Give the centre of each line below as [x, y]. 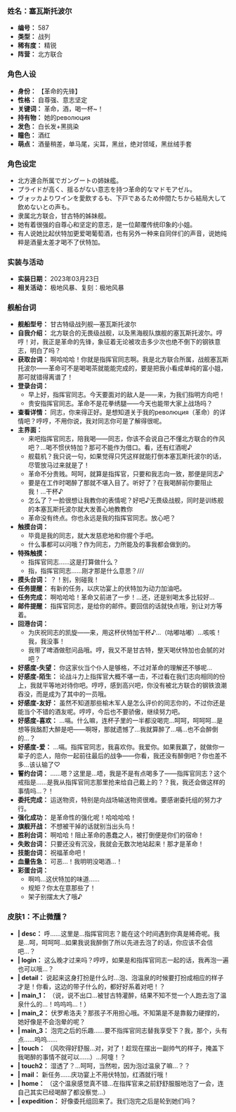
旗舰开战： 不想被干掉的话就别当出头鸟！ [77, 827]
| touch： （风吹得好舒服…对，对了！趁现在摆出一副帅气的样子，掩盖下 [121, 1048]
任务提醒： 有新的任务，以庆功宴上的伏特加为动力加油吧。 [101, 588]
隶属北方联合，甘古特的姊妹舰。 [64, 216]
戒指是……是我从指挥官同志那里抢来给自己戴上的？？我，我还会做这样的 [121, 782]
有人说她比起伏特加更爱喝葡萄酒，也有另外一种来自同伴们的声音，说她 [119, 233]
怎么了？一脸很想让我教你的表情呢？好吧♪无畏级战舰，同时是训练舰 [126, 500]
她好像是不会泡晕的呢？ [51, 1021]
